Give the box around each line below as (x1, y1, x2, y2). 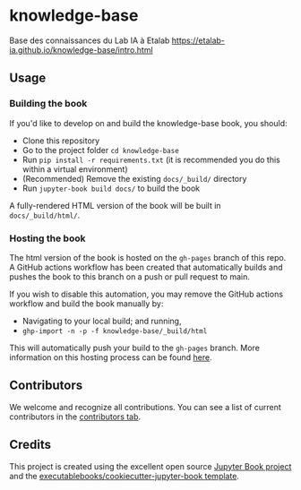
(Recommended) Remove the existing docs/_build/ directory (21, 173, 247, 184)
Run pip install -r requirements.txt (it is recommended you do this (21, 154, 280, 165)
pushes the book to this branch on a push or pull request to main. (9, 271, 251, 282)
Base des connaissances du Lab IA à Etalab (9, 35, 170, 46)
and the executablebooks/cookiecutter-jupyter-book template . (9, 470, 240, 481)
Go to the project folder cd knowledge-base (21, 144, 179, 155)
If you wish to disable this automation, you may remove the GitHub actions (9, 288, 284, 299)
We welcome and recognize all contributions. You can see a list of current (9, 401, 281, 412)
